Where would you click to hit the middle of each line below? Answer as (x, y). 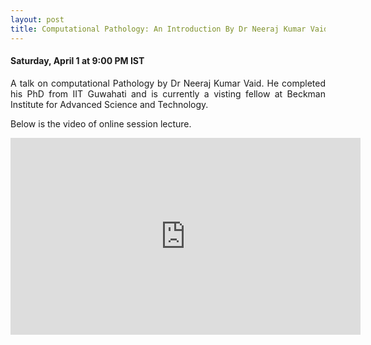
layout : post (37, 19)
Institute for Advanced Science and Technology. (109, 104)
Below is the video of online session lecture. (101, 123)
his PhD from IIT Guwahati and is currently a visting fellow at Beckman (168, 93)
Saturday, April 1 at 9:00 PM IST (77, 61)
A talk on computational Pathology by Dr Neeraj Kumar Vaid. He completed (168, 83)
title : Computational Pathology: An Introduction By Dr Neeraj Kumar (158, 29)
